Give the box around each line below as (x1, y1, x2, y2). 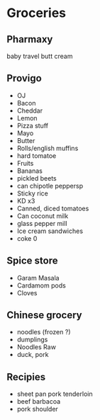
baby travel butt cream (6, 52, 73, 60)
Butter (16, 136, 35, 144)
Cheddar (16, 106, 43, 115)
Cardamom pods (16, 281, 67, 290)
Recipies (6, 370, 46, 383)
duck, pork (16, 351, 49, 359)
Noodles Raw (16, 343, 56, 351)
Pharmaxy (6, 33, 53, 45)
